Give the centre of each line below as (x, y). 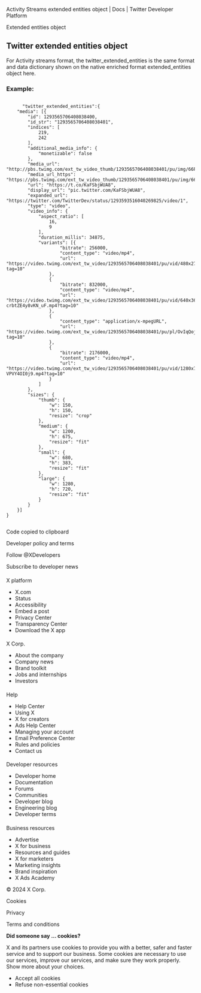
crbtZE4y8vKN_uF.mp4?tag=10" (42, 306)
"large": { (52, 479)
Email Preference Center (45, 738)
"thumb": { (52, 400)
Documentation (34, 783)
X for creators (32, 719)
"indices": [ (44, 128)
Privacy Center (33, 617)
